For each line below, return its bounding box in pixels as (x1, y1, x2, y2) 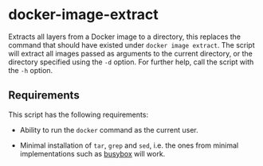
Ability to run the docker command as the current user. (19, 125, 198, 134)
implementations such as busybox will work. (19, 149, 166, 158)
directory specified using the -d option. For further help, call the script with (8, 57, 254, 67)
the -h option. (8, 65, 53, 75)
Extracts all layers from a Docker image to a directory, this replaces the (8, 32, 241, 41)
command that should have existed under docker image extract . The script (8, 40, 255, 49)
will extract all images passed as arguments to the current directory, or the (8, 48, 253, 58)
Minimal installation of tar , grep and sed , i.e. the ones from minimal (19, 141, 239, 150)
